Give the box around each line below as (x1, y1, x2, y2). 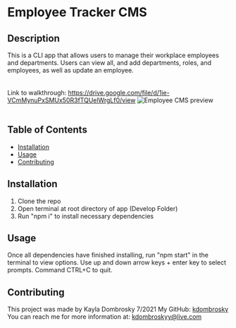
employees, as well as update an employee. (7, 66, 134, 74)
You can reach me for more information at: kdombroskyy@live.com (7, 312, 202, 321)
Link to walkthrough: (7, 89, 67, 97)
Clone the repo (17, 197, 61, 205)
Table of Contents (7, 124, 88, 136)
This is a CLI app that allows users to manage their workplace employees (7, 51, 220, 59)
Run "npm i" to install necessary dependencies (17, 212, 154, 220)
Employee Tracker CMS (7, 4, 148, 20)
